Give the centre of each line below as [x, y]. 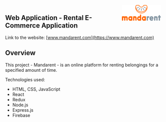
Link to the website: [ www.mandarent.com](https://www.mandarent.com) [80, 37]
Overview [21, 53]
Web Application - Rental [44, 18]
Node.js [20, 105]
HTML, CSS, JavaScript [36, 89]
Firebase [21, 115]
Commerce [23, 26]
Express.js [23, 110]
